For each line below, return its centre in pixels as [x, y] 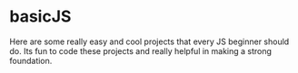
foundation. [31, 60]
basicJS [40, 17]
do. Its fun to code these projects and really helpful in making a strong [141, 50]
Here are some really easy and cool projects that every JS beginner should [149, 41]
